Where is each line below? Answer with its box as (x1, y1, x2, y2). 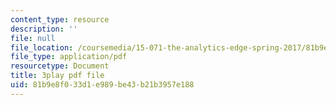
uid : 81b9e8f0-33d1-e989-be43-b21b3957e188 (10, 80, 195, 90)
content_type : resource (10, 14, 110, 25)
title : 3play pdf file (10, 71, 105, 81)
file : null (10, 33, 56, 43)
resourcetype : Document (10, 61, 110, 71)
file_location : (10, 42, 74, 53)
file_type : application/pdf (10, 52, 128, 62)
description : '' (10, 24, 78, 34)
